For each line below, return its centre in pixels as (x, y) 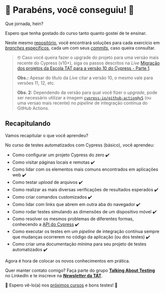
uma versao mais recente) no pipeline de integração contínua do (82, 103)
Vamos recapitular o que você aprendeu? (47, 135)
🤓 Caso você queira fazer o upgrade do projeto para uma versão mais (88, 57)
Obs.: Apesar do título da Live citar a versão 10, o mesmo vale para (85, 78)
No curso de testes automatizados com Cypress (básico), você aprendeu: (80, 145)
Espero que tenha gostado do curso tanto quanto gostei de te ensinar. (76, 33)
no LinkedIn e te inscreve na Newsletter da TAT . (54, 275)
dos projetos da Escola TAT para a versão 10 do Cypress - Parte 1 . (84, 68)
